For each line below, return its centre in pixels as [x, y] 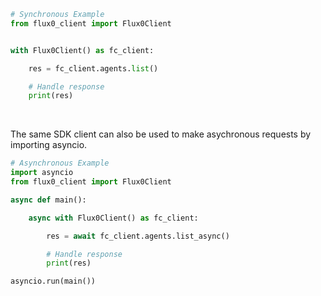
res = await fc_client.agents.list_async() [138, 236]
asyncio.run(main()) [53, 281]
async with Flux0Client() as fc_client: [113, 218]
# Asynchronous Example [60, 163]
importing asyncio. [49, 145]
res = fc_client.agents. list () [93, 68]
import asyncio [42, 173]
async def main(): [48, 200]
